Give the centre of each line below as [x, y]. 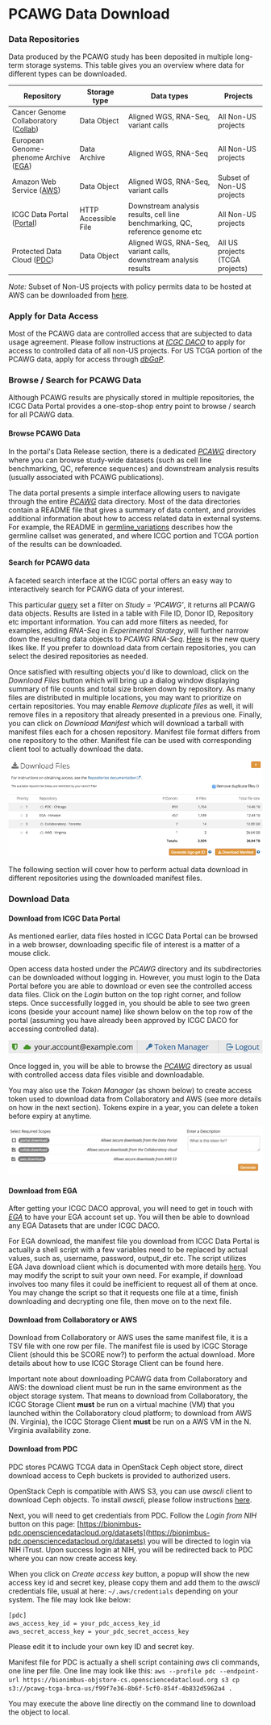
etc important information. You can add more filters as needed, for [118, 621]
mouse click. [29, 954]
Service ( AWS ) [36, 190]
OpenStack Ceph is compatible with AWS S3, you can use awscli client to [130, 1491]
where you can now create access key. [73, 1558]
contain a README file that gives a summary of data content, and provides [132, 510]
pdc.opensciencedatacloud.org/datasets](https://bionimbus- [109, 1532]
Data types [169, 96]
